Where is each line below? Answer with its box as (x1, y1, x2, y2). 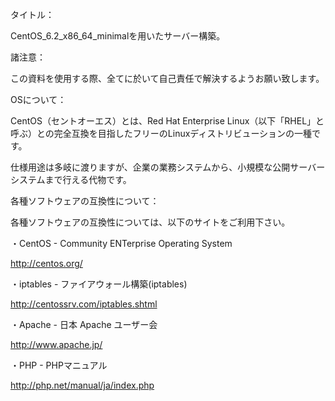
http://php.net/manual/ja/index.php (10, 379, 155, 391)
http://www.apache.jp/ (10, 339, 103, 350)
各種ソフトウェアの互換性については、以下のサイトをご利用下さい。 (10, 216, 291, 228)
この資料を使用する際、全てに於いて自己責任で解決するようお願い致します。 (10, 73, 325, 84)
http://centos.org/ (10, 258, 83, 269)
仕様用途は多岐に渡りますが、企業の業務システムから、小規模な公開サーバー (10, 161, 326, 173)
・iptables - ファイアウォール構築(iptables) (10, 278, 188, 290)
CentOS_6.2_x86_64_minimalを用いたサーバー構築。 (10, 30, 226, 42)
